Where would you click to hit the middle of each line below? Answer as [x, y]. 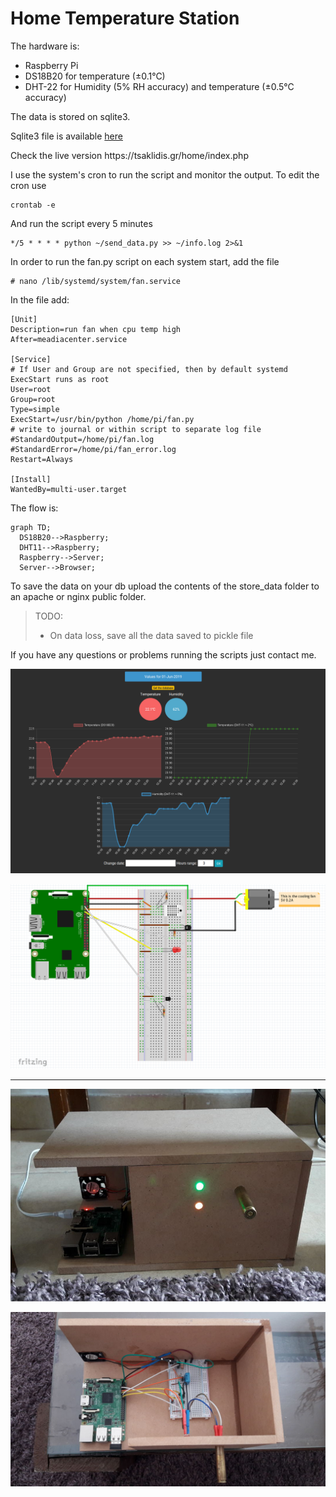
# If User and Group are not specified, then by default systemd [149, 369]
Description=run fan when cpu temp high [96, 329]
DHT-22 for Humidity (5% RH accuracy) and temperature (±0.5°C [159, 86]
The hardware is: [45, 46]
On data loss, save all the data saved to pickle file [151, 635]
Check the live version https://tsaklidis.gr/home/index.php [129, 155]
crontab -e [33, 205]
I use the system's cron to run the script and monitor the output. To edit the [165, 174]
